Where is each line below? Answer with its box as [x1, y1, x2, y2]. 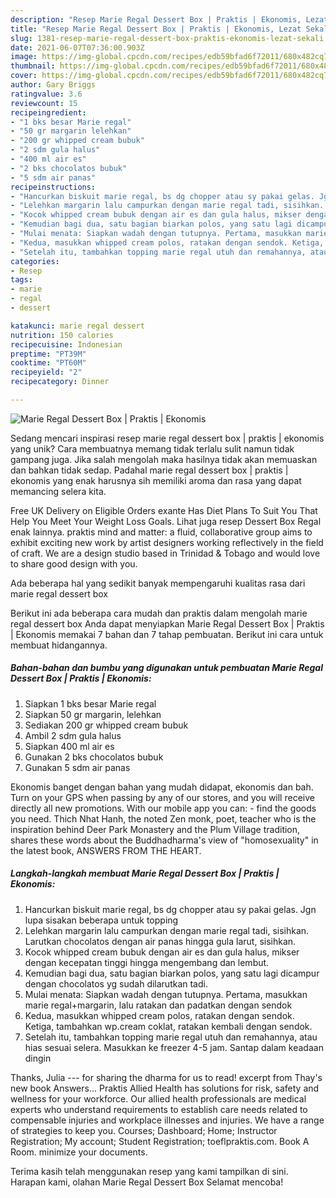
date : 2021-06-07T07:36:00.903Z [10, 42, 145, 53]
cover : [10, 71, 38, 81]
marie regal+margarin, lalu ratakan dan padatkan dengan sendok [24, 999, 293, 1011]
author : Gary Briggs [10, 80, 97, 90]
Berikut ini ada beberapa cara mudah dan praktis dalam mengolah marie [10, 607, 308, 619]
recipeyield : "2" [10, 367, 83, 378]
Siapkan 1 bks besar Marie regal [24, 697, 157, 710]
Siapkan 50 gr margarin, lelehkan [24, 708, 162, 720]
